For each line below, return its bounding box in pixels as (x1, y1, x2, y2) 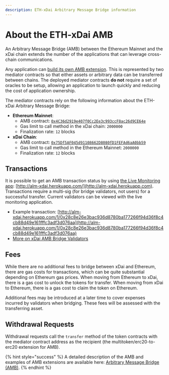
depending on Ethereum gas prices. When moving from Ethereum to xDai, (5, 274, 158, 280)
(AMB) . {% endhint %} (5, 364, 52, 370)
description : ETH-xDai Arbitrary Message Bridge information (5, 7, 136, 13)
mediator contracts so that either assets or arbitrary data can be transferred (5, 71, 162, 78)
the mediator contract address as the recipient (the (5, 339, 111, 345)
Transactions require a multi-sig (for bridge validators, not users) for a (5, 188, 150, 194)
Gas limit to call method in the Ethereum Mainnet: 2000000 (20, 144, 139, 151)
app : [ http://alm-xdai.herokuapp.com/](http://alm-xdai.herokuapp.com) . (5, 183, 154, 189)
